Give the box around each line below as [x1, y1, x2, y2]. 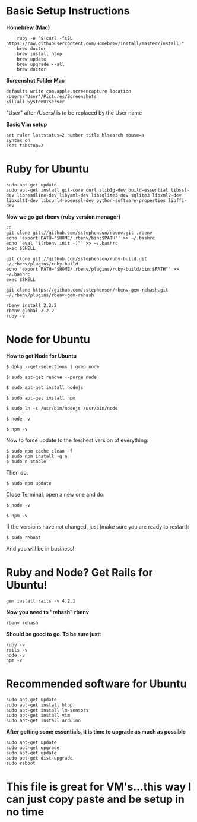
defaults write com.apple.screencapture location [6, 88, 132, 94]
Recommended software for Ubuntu [6, 677, 187, 690]
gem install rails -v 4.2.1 [6, 598, 76, 604]
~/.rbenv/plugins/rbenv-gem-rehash [6, 292, 94, 298]
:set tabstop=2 [6, 143, 44, 148]
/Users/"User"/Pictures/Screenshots [6, 93, 97, 99]
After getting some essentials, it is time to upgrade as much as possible [6, 728, 186, 735]
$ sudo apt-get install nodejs [6, 384, 84, 390]
